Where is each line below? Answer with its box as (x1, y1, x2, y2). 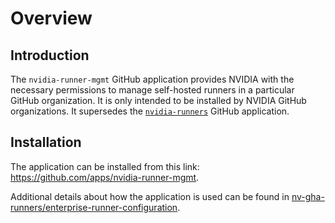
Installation (10, 134, 82, 151)
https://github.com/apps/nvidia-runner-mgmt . (10, 171, 200, 183)
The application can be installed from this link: (10, 160, 200, 172)
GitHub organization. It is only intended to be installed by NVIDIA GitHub (10, 95, 307, 106)
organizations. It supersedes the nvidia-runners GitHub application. (10, 105, 290, 117)
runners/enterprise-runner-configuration (10, 201, 178, 213)
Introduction (10, 47, 90, 64)
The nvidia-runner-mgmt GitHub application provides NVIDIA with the (10, 73, 295, 85)
